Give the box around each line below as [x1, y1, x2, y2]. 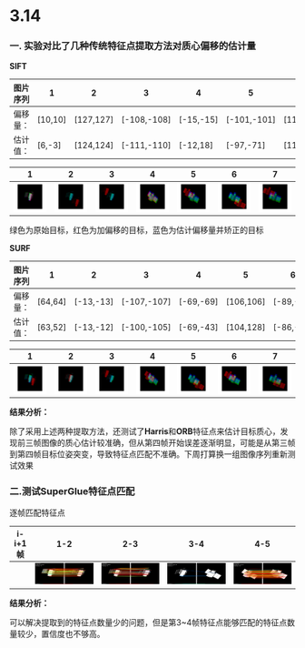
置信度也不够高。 [40, 628, 105, 639]
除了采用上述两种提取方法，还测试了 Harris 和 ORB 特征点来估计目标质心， [9, 426, 281, 437]
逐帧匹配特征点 [9, 507, 65, 519]
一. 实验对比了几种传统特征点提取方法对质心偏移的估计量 [9, 40, 257, 53]
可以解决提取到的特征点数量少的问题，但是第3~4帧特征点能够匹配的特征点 [9, 616, 288, 628]
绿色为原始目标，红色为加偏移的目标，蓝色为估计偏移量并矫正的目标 [9, 225, 264, 236]
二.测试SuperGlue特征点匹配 [9, 485, 135, 498]
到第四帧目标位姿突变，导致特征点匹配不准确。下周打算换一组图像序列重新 [9, 449, 288, 460]
